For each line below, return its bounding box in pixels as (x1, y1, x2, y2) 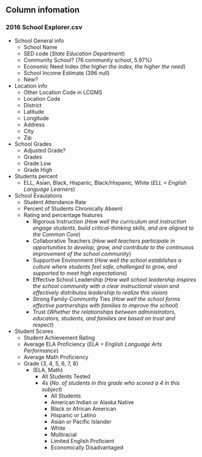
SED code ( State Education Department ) (23, 50, 125, 57)
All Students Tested (41, 373, 90, 380)
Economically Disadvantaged (50, 444, 124, 451)
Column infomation (5, 5, 80, 15)
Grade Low (23, 159, 52, 167)
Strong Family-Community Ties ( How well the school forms (32, 295, 180, 303)
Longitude (23, 114, 49, 122)
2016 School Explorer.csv (5, 23, 82, 32)
